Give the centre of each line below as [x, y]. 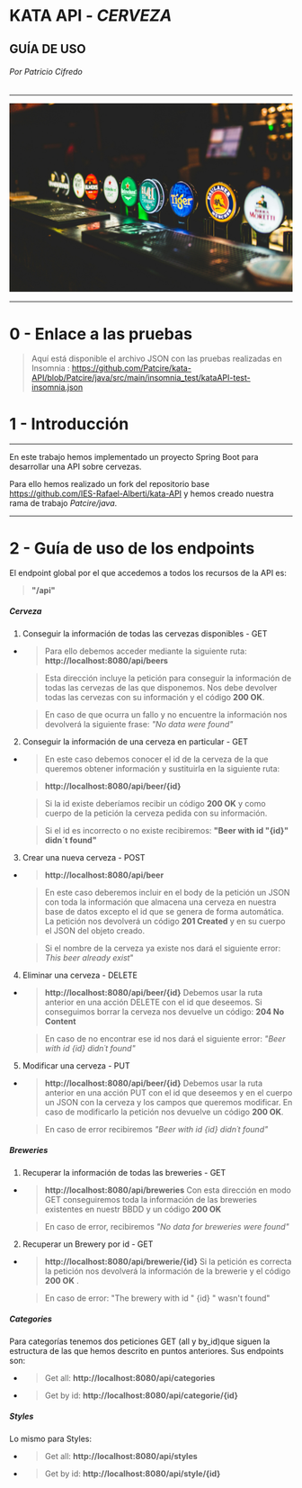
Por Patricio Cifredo [46, 72]
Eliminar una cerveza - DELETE [80, 975]
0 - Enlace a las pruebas [101, 334]
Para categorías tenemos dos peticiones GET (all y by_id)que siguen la [140, 1341]
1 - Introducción [69, 424]
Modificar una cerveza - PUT [76, 1066]
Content [60, 1022]
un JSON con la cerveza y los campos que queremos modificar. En [169, 1103]
